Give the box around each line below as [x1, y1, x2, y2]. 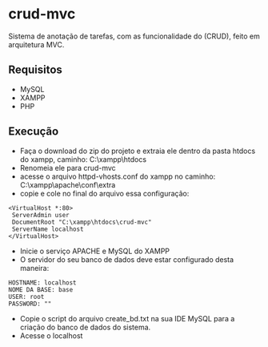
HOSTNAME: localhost [8, 278, 78, 287]
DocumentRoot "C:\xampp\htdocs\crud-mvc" [11, 218, 152, 226]
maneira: [19, 263, 50, 272]
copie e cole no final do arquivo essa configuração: [19, 188, 190, 198]
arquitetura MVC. [8, 39, 65, 49]
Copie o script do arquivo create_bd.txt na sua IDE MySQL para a [19, 313, 235, 323]
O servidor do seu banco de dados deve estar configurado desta [19, 254, 234, 264]
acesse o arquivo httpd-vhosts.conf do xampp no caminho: [19, 171, 216, 181]
